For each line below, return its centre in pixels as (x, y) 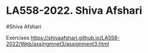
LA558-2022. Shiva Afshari (74, 11)
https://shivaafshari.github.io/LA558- (75, 37)
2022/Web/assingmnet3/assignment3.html (58, 44)
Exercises (18, 37)
